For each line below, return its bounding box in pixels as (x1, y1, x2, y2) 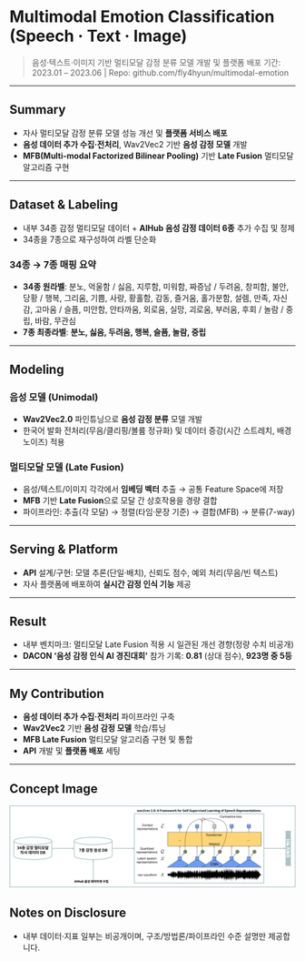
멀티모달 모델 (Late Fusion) (9, 461, 124, 474)
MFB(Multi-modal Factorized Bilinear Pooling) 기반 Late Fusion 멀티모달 (22, 150, 294, 161)
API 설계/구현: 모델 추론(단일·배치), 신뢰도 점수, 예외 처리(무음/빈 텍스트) (22, 567, 279, 578)
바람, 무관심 (34, 315, 77, 326)
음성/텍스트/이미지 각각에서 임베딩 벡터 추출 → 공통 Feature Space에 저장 (22, 483, 284, 494)
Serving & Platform (9, 541, 118, 557)
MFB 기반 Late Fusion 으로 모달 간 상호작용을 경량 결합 (22, 494, 218, 506)
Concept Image (9, 781, 98, 796)
